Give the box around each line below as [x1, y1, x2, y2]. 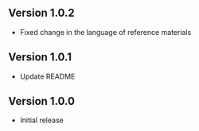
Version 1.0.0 [8, 94, 76, 108]
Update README [19, 71, 76, 81]
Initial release [19, 115, 64, 125]
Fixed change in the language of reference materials [19, 27, 192, 37]
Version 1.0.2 [8, 6, 76, 20]
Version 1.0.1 [8, 51, 72, 64]
